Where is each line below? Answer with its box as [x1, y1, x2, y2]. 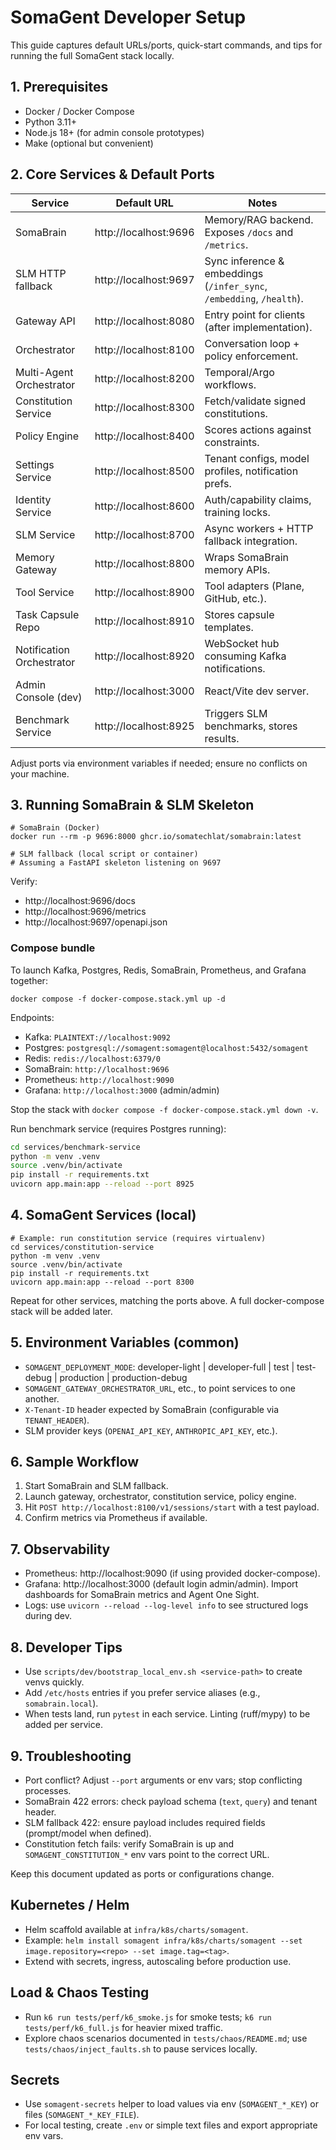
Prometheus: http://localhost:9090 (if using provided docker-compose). [24, 1567, 321, 1580]
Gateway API [15, 314, 76, 328]
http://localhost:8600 [94, 499, 195, 513]
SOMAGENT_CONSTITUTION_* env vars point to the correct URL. [24, 1848, 270, 1860]
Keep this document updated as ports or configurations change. [10, 1867, 275, 1880]
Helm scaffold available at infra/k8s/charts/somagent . [24, 1923, 249, 1935]
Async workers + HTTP [204, 521, 314, 535]
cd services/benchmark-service [10, 1142, 141, 1152]
